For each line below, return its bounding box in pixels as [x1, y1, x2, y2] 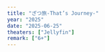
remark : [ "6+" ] [7, 35, 50, 42]
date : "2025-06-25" [7, 22, 63, 29]
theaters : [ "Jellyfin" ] [7, 28, 75, 36]
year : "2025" [7, 16, 44, 23]
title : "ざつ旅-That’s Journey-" [7, 9, 99, 17]
